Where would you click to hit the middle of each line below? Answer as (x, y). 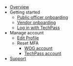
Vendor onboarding (36, 22)
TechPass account (43, 53)
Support (18, 58)
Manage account (27, 33)
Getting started (25, 12)
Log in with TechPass (38, 28)
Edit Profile (28, 38)
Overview (19, 7)
